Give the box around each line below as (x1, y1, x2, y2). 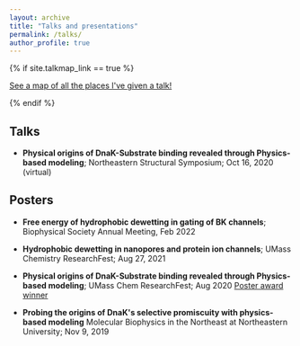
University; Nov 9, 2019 (22, 325, 110, 337)
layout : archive (9, 13, 70, 22)
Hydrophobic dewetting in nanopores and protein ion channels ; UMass (22, 244, 292, 254)
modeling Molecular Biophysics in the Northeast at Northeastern (48, 316, 288, 327)
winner (22, 289, 49, 300)
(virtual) (22, 167, 52, 178)
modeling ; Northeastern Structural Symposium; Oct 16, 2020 (48, 157, 274, 168)
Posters (9, 192, 54, 208)
